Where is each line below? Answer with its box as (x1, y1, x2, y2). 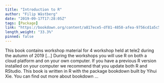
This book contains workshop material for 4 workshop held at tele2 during (5, 47, 154, 53)
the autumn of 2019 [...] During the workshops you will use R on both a (5, 52, 147, 58)
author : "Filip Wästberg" (5, 12, 58, 17)
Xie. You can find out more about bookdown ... (5, 73, 99, 79)
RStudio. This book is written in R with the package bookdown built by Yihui (5, 68, 157, 74)
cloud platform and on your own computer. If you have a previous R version (5, 58, 157, 64)
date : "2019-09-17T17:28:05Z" (5, 16, 67, 21)
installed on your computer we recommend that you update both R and (5, 63, 147, 68)
